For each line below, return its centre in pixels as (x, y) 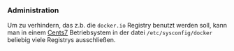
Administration (33, 10)
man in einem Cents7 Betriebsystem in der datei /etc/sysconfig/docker (110, 32)
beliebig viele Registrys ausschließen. (61, 40)
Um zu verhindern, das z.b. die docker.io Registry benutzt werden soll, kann (117, 25)
